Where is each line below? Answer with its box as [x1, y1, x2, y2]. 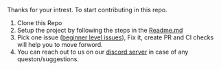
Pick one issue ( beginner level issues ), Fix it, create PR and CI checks [16, 33, 214, 41]
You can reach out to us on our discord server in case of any [16, 48, 189, 56]
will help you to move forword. [16, 41, 103, 48]
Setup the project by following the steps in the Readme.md [16, 27, 183, 34]
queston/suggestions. [16, 55, 79, 63]
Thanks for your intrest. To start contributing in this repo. [7, 6, 167, 14]
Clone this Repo [16, 19, 62, 27]
